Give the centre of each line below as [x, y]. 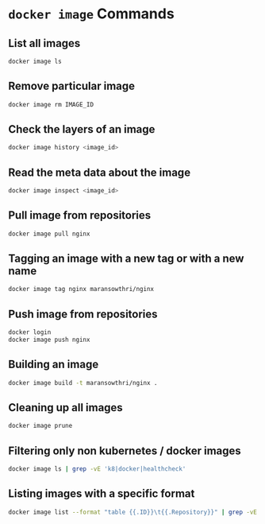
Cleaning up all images [65, 408]
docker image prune [40, 426]
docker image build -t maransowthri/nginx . [83, 382]
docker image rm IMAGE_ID [51, 104]
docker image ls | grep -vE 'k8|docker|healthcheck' [97, 469]
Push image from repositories [83, 314]
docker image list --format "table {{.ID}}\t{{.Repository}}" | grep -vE [133, 512]
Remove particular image [72, 86]
